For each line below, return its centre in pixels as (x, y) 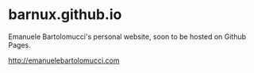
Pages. (19, 44)
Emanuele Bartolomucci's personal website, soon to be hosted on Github (127, 36)
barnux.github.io (65, 15)
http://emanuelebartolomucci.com (64, 60)
